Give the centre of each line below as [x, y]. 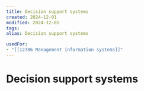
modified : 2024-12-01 [33, 22]
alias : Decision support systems [47, 34]
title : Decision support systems [47, 12]
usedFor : [17, 44]
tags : [13, 28]
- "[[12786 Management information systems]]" [65, 50]
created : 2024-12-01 [32, 17]
